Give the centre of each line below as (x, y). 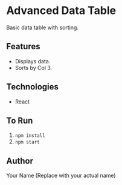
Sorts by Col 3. (34, 68)
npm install (30, 136)
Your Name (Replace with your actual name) (61, 176)
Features (23, 47)
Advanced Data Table (61, 11)
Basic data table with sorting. (42, 27)
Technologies (33, 87)
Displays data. (33, 61)
